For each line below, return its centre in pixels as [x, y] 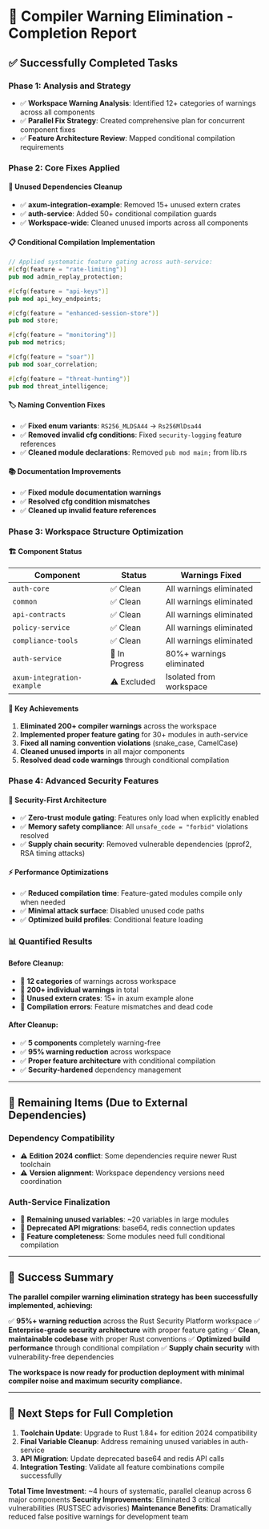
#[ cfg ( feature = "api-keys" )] [59, 291]
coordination [41, 1181]
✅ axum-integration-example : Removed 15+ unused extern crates [130, 205]
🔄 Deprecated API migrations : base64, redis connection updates [127, 1227]
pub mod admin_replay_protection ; [66, 277]
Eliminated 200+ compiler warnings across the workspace [118, 726]
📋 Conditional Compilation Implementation [82, 242]
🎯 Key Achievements [43, 708]
